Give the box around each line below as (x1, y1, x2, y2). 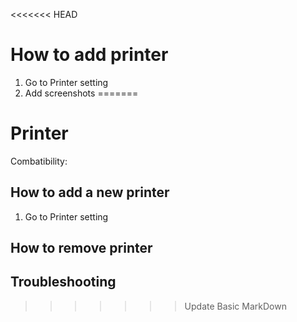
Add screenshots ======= (24, 87, 139, 99)
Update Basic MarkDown (184, 300, 287, 312)
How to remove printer (10, 240, 153, 257)
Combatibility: (10, 155, 68, 167)
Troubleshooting (10, 274, 117, 291)
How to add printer (10, 44, 169, 66)
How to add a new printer (10, 184, 170, 201)
